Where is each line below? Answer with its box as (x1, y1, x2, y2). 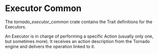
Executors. (5, 24, 27, 29)
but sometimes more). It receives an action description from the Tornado (5, 38, 150, 44)
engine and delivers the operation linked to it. (5, 43, 95, 49)
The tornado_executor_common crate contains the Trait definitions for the (5, 19, 153, 25)
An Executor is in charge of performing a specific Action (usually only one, (5, 33, 154, 39)
